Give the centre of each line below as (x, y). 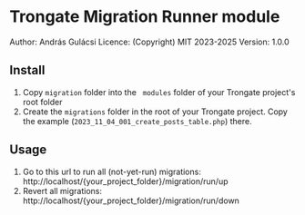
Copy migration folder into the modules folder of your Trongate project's (159, 92)
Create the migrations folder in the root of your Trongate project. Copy (155, 112)
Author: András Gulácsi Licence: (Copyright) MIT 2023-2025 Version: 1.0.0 (149, 42)
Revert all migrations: (62, 191)
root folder (42, 102)
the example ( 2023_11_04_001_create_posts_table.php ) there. (137, 121)
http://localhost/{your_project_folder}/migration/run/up (126, 181)
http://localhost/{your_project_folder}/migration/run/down (131, 200)
